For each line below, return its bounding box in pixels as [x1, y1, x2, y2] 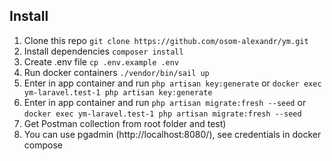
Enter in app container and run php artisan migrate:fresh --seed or [23, 96, 307, 108]
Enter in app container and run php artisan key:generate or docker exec [23, 77, 322, 89]
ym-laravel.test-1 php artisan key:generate [23, 87, 213, 98]
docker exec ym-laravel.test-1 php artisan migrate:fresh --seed [23, 109, 302, 119]
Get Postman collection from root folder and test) [23, 117, 227, 129]
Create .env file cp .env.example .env [23, 55, 180, 68]
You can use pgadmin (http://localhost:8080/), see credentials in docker [23, 128, 322, 140]
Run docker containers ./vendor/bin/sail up [23, 66, 210, 78]
